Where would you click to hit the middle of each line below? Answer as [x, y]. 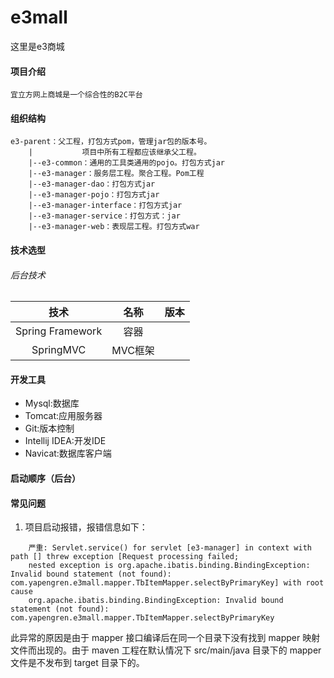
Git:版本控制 [49, 428]
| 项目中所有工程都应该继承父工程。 [115, 152]
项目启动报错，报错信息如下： [86, 527]
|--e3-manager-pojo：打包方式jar [94, 195]
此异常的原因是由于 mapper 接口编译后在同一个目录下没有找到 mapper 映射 [165, 638]
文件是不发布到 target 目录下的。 [77, 663]
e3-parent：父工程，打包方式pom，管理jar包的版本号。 [111, 142]
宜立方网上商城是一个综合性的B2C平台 [76, 95]
